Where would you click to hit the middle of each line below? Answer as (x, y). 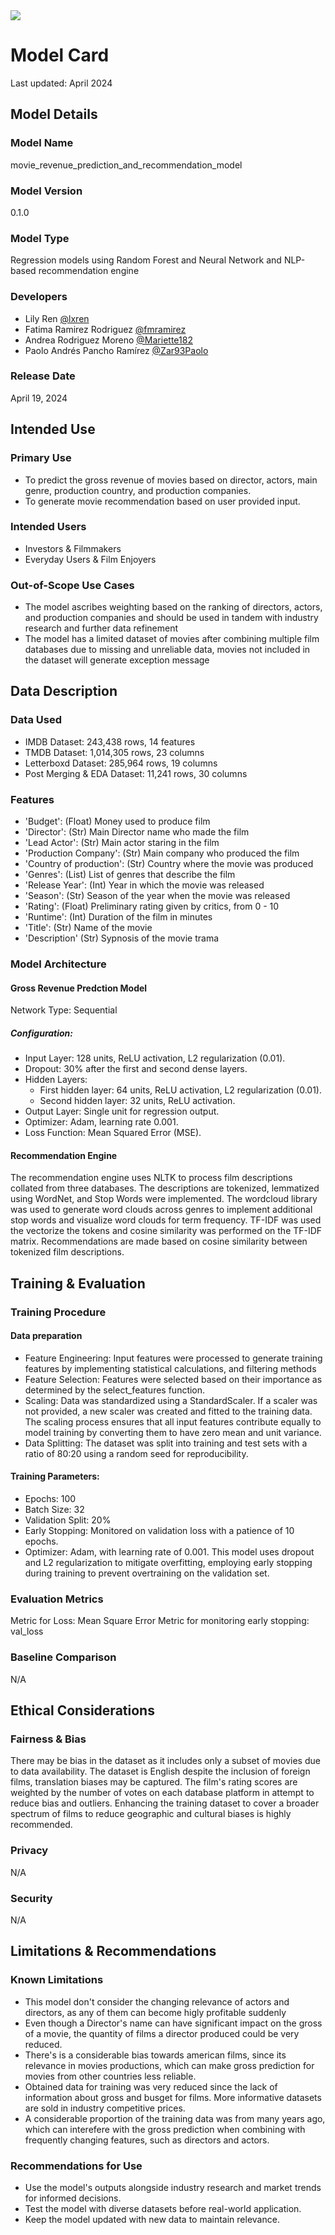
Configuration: (42, 1033)
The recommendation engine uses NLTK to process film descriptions (151, 1178)
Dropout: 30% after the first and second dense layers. (136, 1069)
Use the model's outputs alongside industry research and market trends (173, 2187)
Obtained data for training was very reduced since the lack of (151, 2086)
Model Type (40, 238)
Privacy (29, 1851)
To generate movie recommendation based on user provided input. (162, 501)
